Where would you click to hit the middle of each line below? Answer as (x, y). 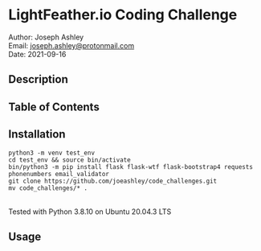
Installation (37, 134)
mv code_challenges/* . (48, 188)
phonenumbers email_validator (59, 174)
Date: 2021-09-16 (37, 54)
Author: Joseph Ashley (46, 37)
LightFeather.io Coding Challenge (123, 15)
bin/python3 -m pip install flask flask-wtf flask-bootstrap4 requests (130, 167)
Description (38, 79)
